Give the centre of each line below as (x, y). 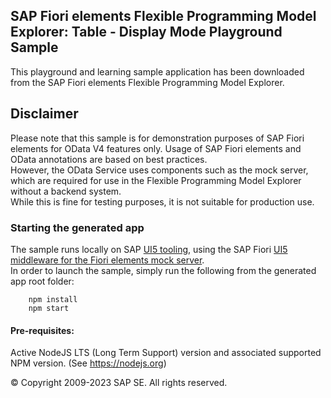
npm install (53, 299)
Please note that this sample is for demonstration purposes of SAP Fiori (157, 138)
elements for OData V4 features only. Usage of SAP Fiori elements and (156, 148)
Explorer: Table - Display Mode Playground (146, 32)
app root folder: (42, 281)
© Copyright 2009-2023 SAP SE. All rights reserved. (119, 383)
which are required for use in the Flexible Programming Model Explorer (156, 180)
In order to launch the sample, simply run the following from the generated (163, 270)
